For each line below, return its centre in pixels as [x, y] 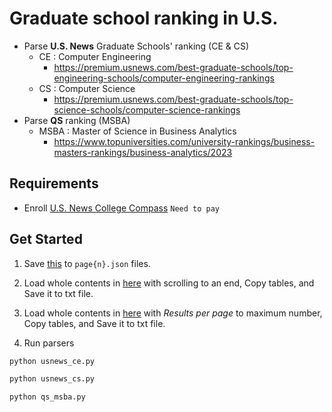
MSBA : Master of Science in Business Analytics [137, 131]
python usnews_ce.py [52, 361]
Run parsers [49, 343]
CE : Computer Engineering [95, 56]
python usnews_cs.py [52, 379]
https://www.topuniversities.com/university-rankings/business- [184, 141]
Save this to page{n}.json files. [87, 263]
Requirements [54, 183]
